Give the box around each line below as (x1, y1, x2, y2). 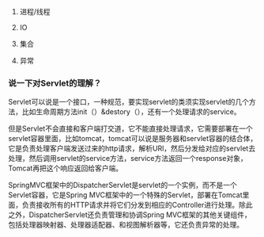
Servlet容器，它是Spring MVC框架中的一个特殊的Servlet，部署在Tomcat (8, 190, 243, 200)
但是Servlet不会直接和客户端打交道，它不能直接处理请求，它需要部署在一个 (8, 124, 253, 133)
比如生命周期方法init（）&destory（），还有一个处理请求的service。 (21, 107, 241, 117)
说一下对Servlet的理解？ (8, 78, 102, 89)
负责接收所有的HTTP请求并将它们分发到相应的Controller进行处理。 (21, 201, 239, 210)
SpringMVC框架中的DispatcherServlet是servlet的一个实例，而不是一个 (8, 181, 237, 190)
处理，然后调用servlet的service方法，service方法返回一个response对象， (8, 154, 247, 163)
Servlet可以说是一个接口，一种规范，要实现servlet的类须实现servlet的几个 (8, 97, 249, 107)
